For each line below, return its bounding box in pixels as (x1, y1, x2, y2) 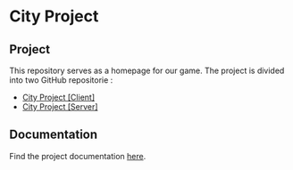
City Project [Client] (21, 92, 96, 102)
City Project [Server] (21, 101, 98, 112)
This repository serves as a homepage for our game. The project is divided (9, 65, 285, 76)
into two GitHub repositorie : (9, 75, 113, 85)
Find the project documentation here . (9, 150, 146, 161)
